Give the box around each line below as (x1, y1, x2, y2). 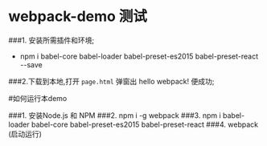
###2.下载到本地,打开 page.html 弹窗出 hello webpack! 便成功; (8, 76, 215, 86)
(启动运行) (8, 129, 43, 139)
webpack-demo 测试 (8, 7, 147, 26)
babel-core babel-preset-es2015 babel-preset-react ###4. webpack (31, 120, 259, 129)
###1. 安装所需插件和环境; (8, 35, 95, 45)
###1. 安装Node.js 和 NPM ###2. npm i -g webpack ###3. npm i (8, 110, 221, 120)
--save (19, 59, 43, 69)
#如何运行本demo (8, 93, 68, 103)
